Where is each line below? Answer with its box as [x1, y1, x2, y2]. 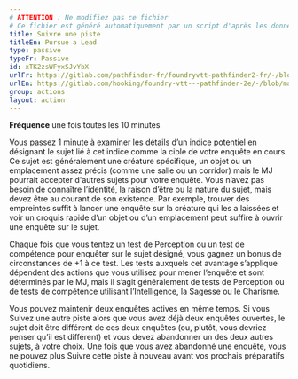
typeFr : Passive [9, 54, 69, 63]
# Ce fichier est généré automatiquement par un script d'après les [9, 21, 268, 30]
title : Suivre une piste [9, 29, 101, 38]
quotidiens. [9, 360, 51, 371]
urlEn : [9, 79, 34, 88]
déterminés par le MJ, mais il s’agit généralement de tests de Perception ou [9, 277, 286, 288]
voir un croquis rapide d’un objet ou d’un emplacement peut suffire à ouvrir [9, 212, 284, 223]
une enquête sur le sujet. [9, 222, 100, 233]
